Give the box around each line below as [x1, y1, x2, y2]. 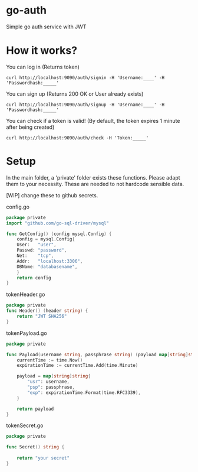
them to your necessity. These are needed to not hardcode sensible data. [6, 180, 184, 187]
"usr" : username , [27, 379, 70, 385]
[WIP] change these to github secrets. [6, 191, 98, 198]
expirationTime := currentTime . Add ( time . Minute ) [16, 363, 138, 369]
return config [16, 275, 51, 281]
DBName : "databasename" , [16, 263, 78, 269]
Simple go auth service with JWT [6, 23, 87, 30]
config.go [6, 203, 29, 210]
